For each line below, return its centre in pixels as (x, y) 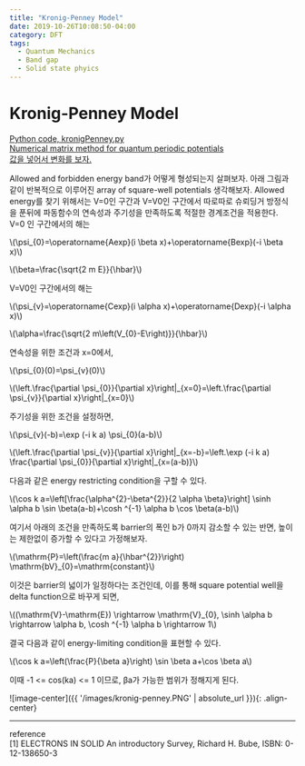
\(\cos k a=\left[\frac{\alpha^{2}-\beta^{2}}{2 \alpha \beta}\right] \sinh (140, 498)
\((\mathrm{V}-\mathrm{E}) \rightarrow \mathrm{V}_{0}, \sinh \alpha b (141, 614)
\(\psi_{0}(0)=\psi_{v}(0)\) (58, 370)
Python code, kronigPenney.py (67, 138)
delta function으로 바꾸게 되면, (64, 596)
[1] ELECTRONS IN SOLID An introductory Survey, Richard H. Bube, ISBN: (146, 743)
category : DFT (36, 35)
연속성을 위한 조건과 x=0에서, (61, 352)
